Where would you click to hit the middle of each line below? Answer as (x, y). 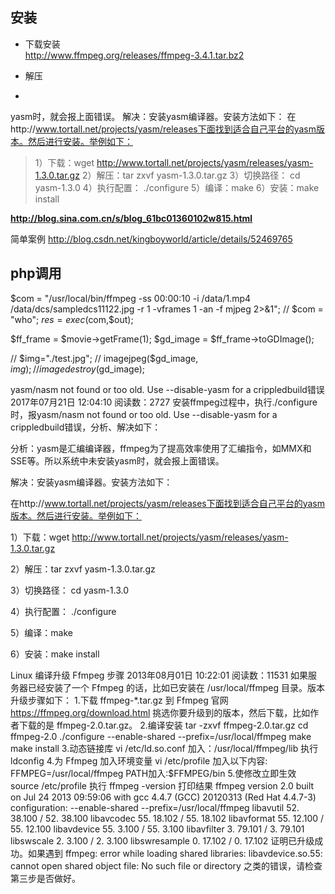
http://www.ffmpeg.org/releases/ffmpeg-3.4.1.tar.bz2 (134, 55)
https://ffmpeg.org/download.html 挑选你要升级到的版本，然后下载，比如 (160, 712)
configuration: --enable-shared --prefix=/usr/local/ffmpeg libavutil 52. (155, 807)
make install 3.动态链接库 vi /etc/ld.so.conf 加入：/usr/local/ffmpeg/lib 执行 (164, 748)
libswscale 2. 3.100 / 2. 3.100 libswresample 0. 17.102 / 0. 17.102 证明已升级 (162, 840)
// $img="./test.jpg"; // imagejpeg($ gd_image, (104, 358)
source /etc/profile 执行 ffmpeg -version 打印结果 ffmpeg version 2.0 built (162, 785)
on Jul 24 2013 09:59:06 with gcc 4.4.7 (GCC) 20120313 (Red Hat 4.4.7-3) (163, 797)
